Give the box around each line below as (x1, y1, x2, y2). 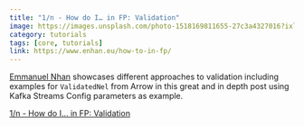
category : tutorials (9, 30, 88, 39)
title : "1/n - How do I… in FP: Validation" (9, 13, 180, 23)
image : (9, 22, 34, 31)
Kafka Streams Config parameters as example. (9, 91, 184, 102)
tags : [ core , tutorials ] (9, 38, 103, 48)
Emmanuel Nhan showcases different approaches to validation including (9, 71, 279, 82)
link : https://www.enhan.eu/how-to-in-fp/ (9, 47, 172, 56)
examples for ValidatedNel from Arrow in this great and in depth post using (9, 81, 290, 92)
